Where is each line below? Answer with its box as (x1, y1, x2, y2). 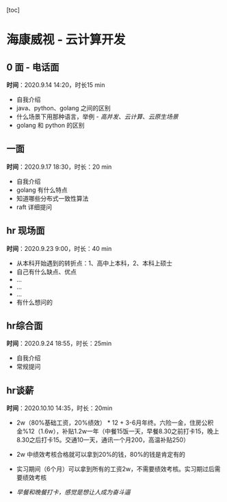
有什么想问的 (16, 298, 53, 306)
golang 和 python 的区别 (16, 121, 85, 129)
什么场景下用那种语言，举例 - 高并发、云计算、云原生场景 (16, 112, 179, 121)
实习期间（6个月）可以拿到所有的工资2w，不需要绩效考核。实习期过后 (16, 465, 215, 473)
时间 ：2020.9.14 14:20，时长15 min (6, 81, 105, 88)
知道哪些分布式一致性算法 (16, 194, 89, 202)
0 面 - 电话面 (6, 61, 59, 73)
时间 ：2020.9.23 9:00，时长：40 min (6, 244, 112, 252)
